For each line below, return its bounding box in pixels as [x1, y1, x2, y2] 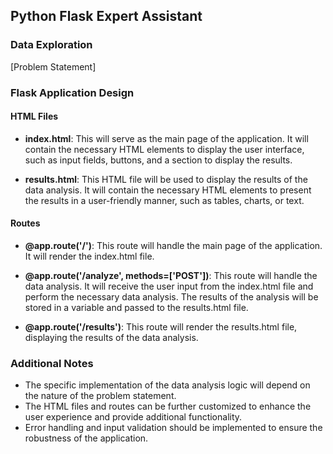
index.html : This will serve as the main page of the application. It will [24, 132, 309, 144]
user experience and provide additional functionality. [24, 411, 243, 423]
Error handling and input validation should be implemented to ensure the [24, 422, 323, 434]
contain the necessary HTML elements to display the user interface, [24, 143, 305, 155]
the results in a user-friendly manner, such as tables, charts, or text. [24, 194, 305, 206]
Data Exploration [10, 38, 93, 52]
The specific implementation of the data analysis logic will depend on [24, 379, 311, 391]
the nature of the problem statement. [24, 390, 177, 402]
